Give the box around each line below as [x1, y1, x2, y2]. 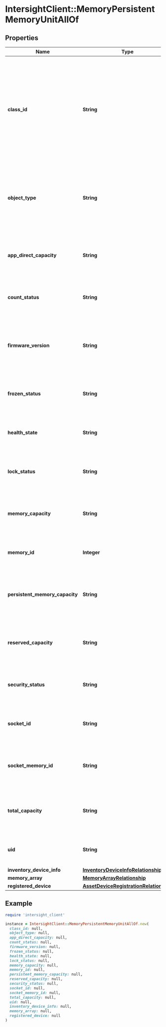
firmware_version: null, [9, 944, 61, 949]
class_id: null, [9, 926, 43, 931]
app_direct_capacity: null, [9, 935, 68, 940]
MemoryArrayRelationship [82, 875, 146, 881]
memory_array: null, [9, 1009, 52, 1014]
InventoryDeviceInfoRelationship [82, 866, 162, 873]
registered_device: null [9, 1013, 61, 1019]
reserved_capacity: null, [9, 977, 63, 982]
